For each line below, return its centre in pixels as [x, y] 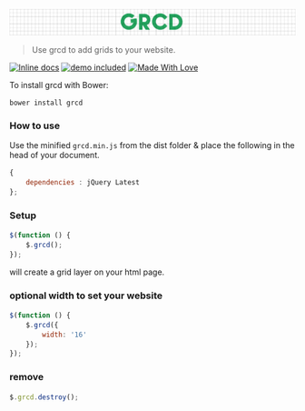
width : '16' [65, 335]
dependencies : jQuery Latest [83, 182]
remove [26, 377]
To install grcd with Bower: [59, 85]
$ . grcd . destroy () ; [44, 397]
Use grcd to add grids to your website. [103, 49]
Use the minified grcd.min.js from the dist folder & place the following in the [152, 145]
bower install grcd [46, 103]
